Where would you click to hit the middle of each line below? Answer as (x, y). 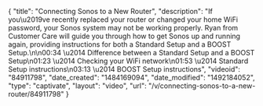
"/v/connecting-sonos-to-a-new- (202, 86)
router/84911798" (36, 94)
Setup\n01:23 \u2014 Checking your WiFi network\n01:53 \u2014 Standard (128, 61)
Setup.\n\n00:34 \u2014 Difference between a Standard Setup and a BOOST (131, 53)
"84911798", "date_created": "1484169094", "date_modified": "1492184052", (131, 78)
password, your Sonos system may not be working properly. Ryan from (123, 28)
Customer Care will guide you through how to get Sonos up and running (124, 36)
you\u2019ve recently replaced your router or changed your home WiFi (123, 19)
